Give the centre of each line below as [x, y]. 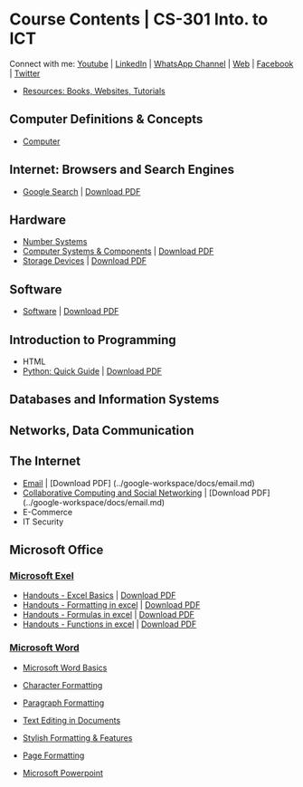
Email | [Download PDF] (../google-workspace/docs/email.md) [138, 483]
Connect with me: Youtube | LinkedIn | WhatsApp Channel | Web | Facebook [151, 63]
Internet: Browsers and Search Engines [122, 170]
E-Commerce [47, 512]
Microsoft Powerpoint [63, 773]
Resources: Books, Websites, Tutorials [94, 91]
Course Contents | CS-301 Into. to [139, 19]
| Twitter [25, 73]
